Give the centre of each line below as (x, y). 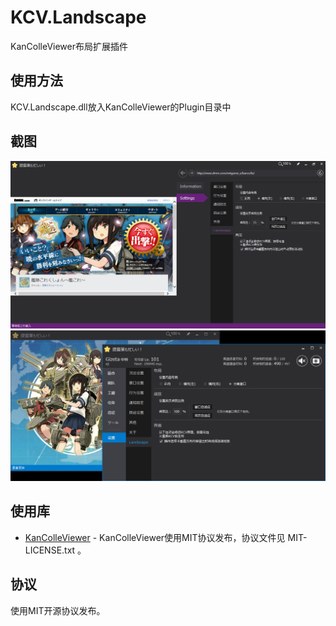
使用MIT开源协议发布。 (58, 610)
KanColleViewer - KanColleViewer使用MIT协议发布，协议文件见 (155, 537)
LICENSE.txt (50, 550)
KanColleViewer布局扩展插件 (69, 46)
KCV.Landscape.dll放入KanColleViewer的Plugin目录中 (121, 107)
